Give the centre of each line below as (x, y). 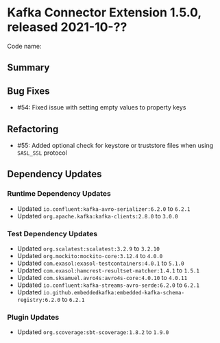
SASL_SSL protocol (42, 153)
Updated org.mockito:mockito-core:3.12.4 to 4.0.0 (90, 255)
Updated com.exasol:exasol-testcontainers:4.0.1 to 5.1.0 (100, 263)
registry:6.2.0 (39, 300)
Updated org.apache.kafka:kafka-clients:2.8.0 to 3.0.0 (97, 216)
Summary (28, 67)
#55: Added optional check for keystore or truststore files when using (115, 145)
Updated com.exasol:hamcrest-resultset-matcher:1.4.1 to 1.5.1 (108, 270)
